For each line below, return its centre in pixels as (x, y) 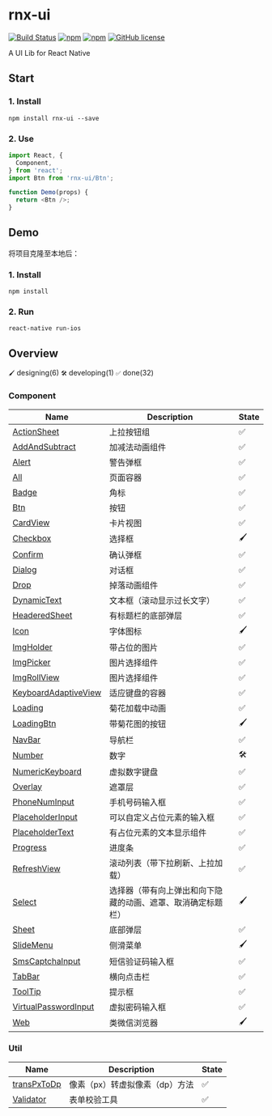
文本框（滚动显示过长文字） (162, 600)
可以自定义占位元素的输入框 (162, 817)
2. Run (21, 312)
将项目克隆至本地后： (44, 253)
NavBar (27, 740)
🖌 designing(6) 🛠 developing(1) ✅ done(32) (81, 373)
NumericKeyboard (47, 771)
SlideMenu (33, 945)
